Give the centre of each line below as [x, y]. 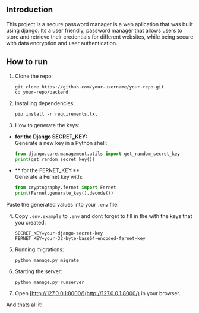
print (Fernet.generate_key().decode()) [64, 193]
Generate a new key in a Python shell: [61, 143]
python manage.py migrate [47, 261]
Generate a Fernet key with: [49, 177]
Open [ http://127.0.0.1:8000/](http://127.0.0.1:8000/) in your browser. [98, 293]
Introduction [30, 10]
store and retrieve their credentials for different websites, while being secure [100, 37]
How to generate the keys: [47, 125]
